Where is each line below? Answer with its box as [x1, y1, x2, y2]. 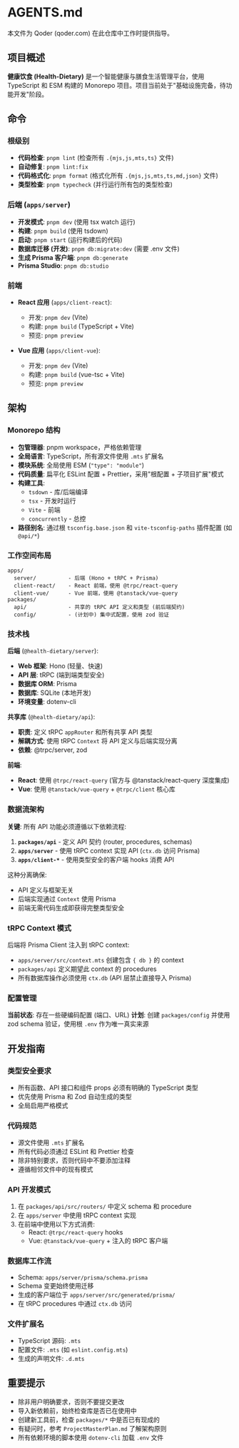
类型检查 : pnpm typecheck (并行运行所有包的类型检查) [17, 180, 173, 189]
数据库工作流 [7, 1256, 52, 1266]
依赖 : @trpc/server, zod [17, 745, 88, 754]
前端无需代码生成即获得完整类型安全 [17, 903, 125, 912]
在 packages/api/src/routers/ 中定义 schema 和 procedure [17, 1202, 192, 1211]
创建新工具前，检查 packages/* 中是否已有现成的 [17, 1415, 161, 1424]
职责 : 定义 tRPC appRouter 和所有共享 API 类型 [17, 728, 153, 736]
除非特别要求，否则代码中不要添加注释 [17, 1156, 131, 1165]
